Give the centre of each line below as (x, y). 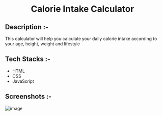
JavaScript (23, 81)
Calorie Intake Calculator (82, 9)
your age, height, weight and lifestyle (42, 44)
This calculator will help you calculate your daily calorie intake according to (81, 39)
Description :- (27, 27)
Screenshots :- (28, 97)
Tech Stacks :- (28, 59)
